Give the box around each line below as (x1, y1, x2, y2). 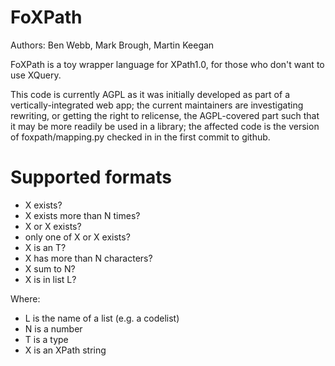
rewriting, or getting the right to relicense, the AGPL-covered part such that (10, 109, 320, 121)
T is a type (24, 333, 69, 345)
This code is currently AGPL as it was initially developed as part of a (10, 88, 290, 100)
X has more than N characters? (24, 252, 153, 264)
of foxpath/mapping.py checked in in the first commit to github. (10, 131, 271, 143)
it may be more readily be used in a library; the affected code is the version (10, 120, 320, 132)
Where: (10, 292, 41, 305)
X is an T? (24, 241, 67, 253)
